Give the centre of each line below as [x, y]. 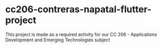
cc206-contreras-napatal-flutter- [78, 9]
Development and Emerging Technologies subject [58, 40]
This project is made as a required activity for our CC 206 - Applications [81, 34]
